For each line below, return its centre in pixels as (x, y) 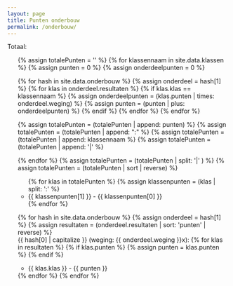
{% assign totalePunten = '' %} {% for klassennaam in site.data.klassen (121, 60)
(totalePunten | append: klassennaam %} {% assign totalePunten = (114, 139)
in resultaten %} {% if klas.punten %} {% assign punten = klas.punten (118, 247)
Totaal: (17, 47)
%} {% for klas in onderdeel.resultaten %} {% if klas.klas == (104, 89)
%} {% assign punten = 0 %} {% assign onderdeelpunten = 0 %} (111, 68)
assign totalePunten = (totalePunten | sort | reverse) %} (98, 168)
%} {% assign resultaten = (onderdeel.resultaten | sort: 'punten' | (111, 225)
